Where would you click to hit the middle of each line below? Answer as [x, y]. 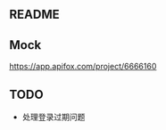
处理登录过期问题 [54, 117]
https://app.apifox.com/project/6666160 [83, 67]
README [34, 15]
